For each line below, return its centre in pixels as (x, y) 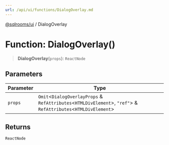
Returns (18, 127)
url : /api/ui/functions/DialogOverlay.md (49, 10)
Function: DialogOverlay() (60, 44)
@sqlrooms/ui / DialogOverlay (36, 24)
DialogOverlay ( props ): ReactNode (51, 58)
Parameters (24, 74)
